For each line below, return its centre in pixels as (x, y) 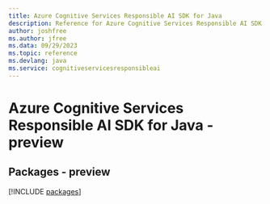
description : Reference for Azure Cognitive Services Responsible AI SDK (135, 23)
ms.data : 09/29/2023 (43, 46)
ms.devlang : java (38, 61)
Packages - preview (59, 172)
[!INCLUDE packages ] (45, 191)
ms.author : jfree (38, 38)
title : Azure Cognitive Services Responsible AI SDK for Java (115, 16)
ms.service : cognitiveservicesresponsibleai (84, 69)
